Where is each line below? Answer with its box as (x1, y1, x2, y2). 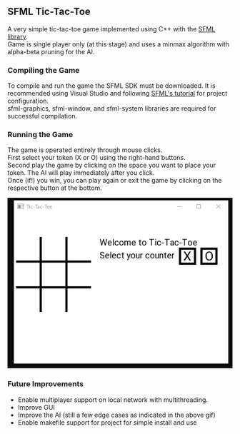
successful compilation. (7, 112, 77, 121)
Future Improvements (7, 379, 84, 389)
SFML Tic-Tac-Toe (7, 6, 91, 18)
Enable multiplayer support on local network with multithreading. (17, 395, 209, 404)
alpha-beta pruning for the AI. (7, 47, 95, 56)
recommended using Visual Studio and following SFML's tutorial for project (7, 89, 228, 98)
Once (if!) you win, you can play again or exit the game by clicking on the (7, 176, 223, 185)
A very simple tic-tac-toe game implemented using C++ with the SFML (7, 24, 216, 33)
